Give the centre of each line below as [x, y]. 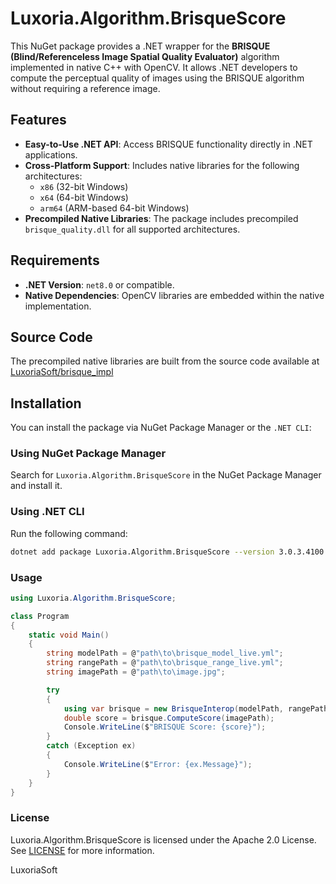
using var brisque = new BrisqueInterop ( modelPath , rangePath [196, 708]
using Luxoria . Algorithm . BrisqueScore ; [93, 598]
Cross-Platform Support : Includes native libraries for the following [162, 165]
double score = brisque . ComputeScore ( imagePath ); [169, 718]
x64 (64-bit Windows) [84, 197]
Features [38, 120]
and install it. [36, 486]
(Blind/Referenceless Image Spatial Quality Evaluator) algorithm [145, 56]
